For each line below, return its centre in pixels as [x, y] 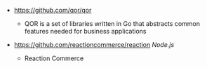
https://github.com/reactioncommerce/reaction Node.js [94, 45]
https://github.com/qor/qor [53, 10]
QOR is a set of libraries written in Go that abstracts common [112, 23]
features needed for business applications [85, 31]
